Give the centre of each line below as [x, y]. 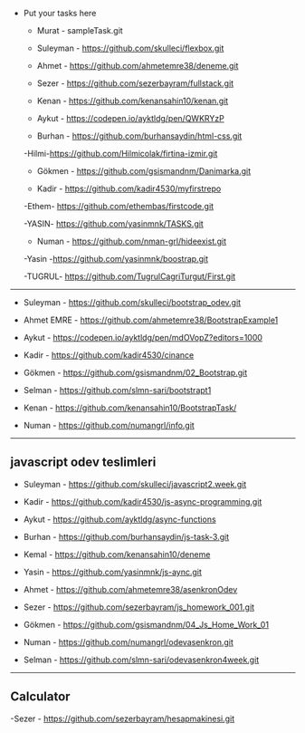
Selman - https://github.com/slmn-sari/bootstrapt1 [117, 390]
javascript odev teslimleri [83, 463]
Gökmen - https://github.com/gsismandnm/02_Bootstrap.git [135, 372]
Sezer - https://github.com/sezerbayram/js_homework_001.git [139, 607]
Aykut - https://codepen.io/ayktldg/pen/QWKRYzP [130, 118]
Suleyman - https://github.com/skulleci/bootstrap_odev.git [132, 302]
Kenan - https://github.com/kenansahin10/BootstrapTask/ [130, 408]
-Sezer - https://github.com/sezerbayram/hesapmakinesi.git [123, 719]
